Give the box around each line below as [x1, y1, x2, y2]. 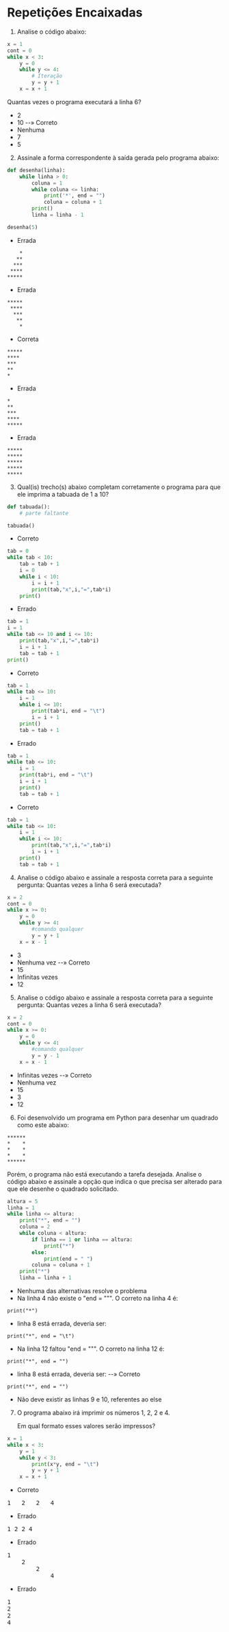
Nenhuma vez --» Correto [16, 958, 90, 967]
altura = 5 [7, 1198, 38, 1205]
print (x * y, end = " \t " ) [31, 1460, 99, 1467]
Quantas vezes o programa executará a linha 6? [7, 97, 142, 106]
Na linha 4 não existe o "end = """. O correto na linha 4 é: [16, 1294, 178, 1303]
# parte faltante [19, 510, 69, 517]
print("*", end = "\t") [7, 1333, 75, 1340]
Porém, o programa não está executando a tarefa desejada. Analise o [7, 1170, 202, 1178]
